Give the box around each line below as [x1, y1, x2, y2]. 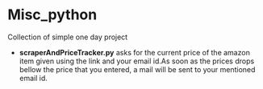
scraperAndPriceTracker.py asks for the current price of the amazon [19, 47, 251, 57]
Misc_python [7, 6, 98, 24]
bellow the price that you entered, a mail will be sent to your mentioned [19, 64, 256, 74]
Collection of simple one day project [7, 32, 128, 42]
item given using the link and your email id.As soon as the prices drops [19, 56, 255, 66]
